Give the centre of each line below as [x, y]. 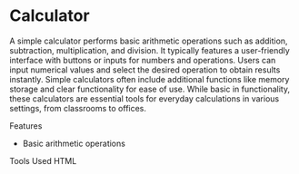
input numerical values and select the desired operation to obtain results [145, 70]
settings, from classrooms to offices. [78, 108]
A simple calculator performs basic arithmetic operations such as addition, [149, 41]
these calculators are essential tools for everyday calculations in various [145, 98]
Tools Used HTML [43, 160]
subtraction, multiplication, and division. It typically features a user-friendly [150, 50]
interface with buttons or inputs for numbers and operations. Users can [143, 60]
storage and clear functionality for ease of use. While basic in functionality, [150, 89]
